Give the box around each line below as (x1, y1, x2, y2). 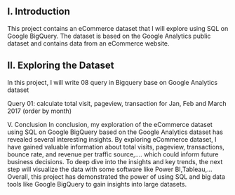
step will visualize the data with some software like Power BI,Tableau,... (7, 165, 213, 173)
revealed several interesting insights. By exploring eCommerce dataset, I (7, 135, 217, 143)
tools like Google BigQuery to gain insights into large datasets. (7, 180, 187, 188)
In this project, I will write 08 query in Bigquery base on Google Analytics (7, 78, 218, 86)
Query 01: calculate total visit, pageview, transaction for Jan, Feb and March (7, 99, 227, 107)
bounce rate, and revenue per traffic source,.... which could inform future (7, 150, 219, 159)
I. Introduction (7, 6, 70, 18)
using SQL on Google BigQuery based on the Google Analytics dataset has (7, 128, 223, 136)
